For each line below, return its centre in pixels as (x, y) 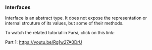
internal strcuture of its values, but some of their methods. (64, 23)
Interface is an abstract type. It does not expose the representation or (76, 18)
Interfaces (18, 7)
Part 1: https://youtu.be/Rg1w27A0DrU (44, 42)
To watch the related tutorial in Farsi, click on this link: (60, 33)
